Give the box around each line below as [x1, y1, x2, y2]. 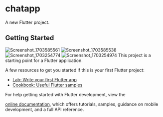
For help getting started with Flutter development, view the [5, 91, 126, 97]
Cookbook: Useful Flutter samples [12, 82, 83, 88]
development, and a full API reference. [5, 106, 84, 112]
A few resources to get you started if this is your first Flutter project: [5, 67, 145, 73]
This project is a [118, 52, 151, 58]
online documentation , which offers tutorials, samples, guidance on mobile [5, 101, 159, 107]
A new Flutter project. [5, 19, 50, 25]
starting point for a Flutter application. [5, 58, 83, 63]
